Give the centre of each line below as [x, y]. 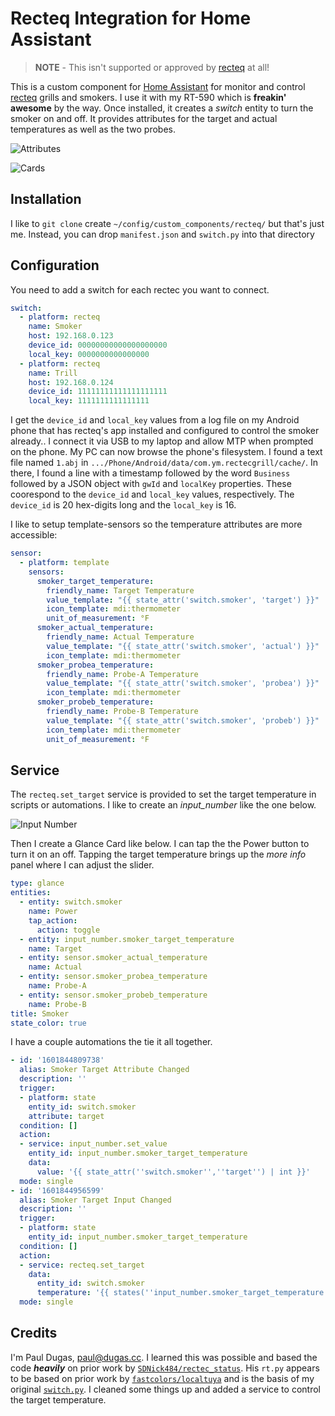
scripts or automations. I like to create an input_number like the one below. [163, 805]
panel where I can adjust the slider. [82, 865]
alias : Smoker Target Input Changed [95, 1200]
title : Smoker [40, 1013]
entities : [31, 893]
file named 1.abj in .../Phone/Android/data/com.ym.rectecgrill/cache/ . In [164, 463]
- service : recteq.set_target [82, 1265]
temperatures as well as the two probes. [93, 129]
